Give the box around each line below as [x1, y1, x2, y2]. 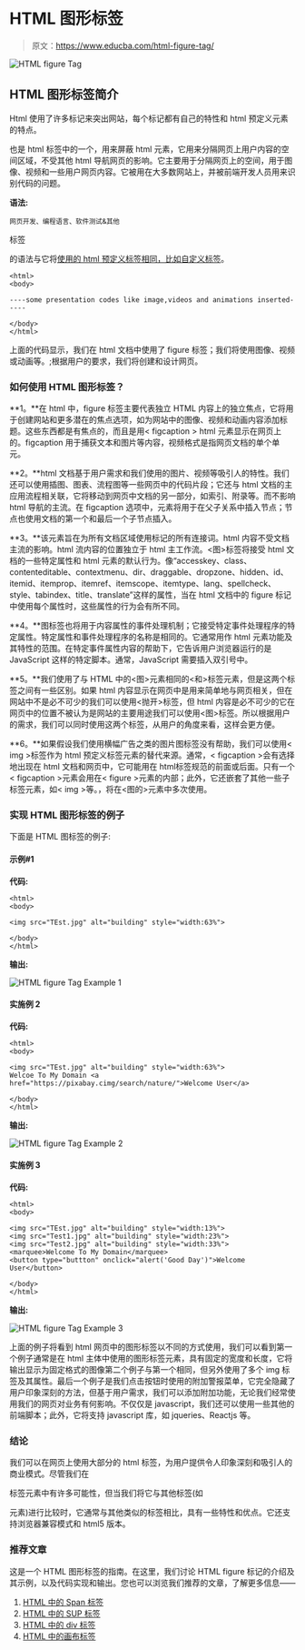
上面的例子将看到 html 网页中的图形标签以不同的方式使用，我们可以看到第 [9, 1341, 285, 1352]
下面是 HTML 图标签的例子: [9, 831, 111, 842]
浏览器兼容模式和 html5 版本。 [16, 1518, 131, 1529]
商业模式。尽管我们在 [9, 1468, 89, 1479]
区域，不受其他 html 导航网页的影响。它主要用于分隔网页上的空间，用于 [16, 155, 285, 166]
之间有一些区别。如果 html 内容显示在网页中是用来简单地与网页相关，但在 [16, 685, 293, 696]
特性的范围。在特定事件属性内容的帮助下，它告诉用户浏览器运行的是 [16, 643, 272, 654]
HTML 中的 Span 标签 [22, 1596, 104, 1607]
